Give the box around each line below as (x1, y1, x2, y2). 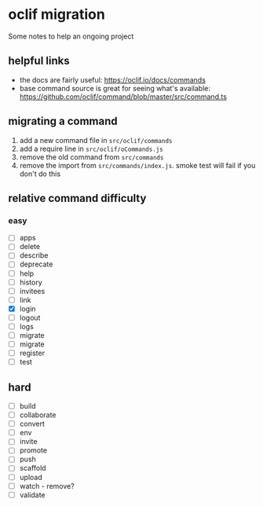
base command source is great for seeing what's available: (19, 83, 210, 93)
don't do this (19, 169, 61, 178)
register (19, 348, 46, 358)
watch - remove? (19, 481, 75, 490)
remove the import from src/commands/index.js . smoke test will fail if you (19, 160, 256, 170)
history (19, 277, 43, 287)
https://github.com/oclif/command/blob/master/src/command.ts (19, 92, 228, 101)
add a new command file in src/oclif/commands (19, 135, 173, 145)
